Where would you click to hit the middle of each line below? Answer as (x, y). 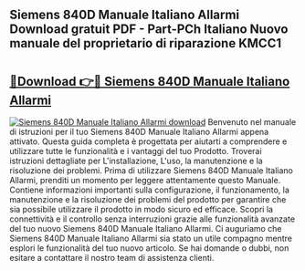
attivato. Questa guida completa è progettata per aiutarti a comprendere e (148, 141)
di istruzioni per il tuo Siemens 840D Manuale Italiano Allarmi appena (139, 132)
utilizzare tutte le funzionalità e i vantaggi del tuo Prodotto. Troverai (136, 151)
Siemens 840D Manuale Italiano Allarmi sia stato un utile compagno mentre (151, 238)
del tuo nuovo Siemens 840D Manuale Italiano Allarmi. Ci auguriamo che (146, 228)
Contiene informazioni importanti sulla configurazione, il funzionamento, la (150, 190)
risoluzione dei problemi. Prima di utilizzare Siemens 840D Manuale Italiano (152, 171)
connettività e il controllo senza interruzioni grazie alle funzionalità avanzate (152, 219)
